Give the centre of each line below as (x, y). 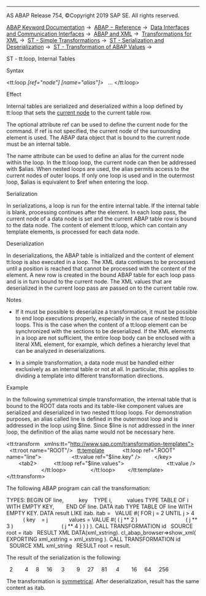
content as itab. (26, 588)
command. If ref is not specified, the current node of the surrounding (93, 131)
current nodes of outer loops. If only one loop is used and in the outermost (101, 175)
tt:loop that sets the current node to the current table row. (79, 113)
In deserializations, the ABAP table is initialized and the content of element (100, 255)
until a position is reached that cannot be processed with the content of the (101, 268)
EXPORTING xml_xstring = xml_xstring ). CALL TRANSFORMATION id (93, 539)
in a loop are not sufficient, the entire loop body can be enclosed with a (105, 338)
